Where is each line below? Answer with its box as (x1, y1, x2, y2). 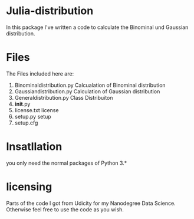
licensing (6, 180, 52, 193)
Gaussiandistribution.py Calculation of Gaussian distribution (14, 87, 160, 95)
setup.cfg (14, 119, 38, 126)
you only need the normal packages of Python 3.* (6, 159, 127, 166)
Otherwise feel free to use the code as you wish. (6, 205, 124, 213)
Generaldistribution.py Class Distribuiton (14, 94, 113, 101)
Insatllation (6, 140, 63, 153)
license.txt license (14, 106, 59, 113)
